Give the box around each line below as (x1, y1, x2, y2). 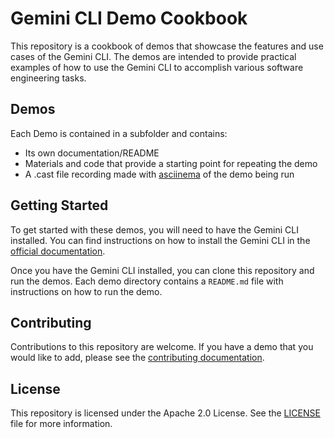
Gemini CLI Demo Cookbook (10, 7, 248, 30)
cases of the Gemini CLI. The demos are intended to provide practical (10, 50, 297, 62)
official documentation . (10, 245, 106, 257)
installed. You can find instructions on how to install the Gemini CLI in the (10, 234, 311, 246)
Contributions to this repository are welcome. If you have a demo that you (10, 341, 314, 353)
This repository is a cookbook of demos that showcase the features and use (10, 40, 324, 52)
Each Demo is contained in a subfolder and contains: (10, 127, 228, 139)
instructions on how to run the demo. (10, 285, 163, 297)
